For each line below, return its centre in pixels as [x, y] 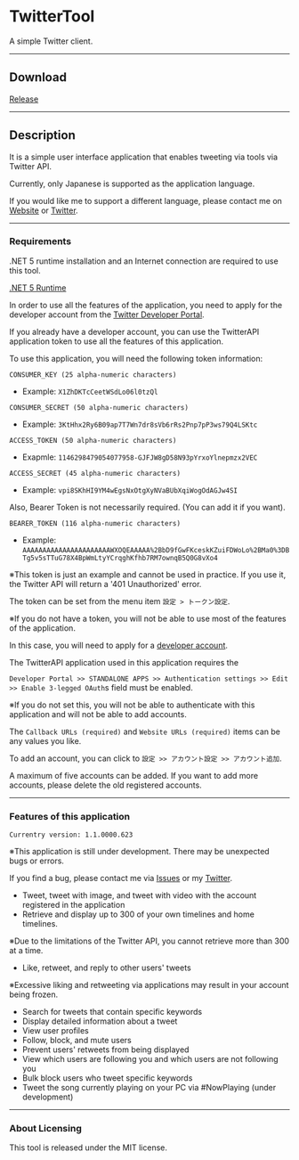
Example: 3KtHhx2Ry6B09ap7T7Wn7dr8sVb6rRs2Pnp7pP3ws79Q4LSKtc [140, 424]
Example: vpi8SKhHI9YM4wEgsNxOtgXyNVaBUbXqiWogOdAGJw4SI [130, 490]
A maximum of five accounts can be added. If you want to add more [134, 775]
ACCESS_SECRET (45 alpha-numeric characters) [95, 473]
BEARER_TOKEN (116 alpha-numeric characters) [95, 523]
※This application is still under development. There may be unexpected [139, 852]
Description [42, 135]
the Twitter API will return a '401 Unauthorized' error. [105, 584]
